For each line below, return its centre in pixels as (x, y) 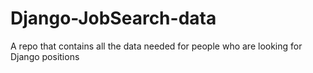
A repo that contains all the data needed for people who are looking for (156, 46)
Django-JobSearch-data (113, 18)
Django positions (45, 56)
